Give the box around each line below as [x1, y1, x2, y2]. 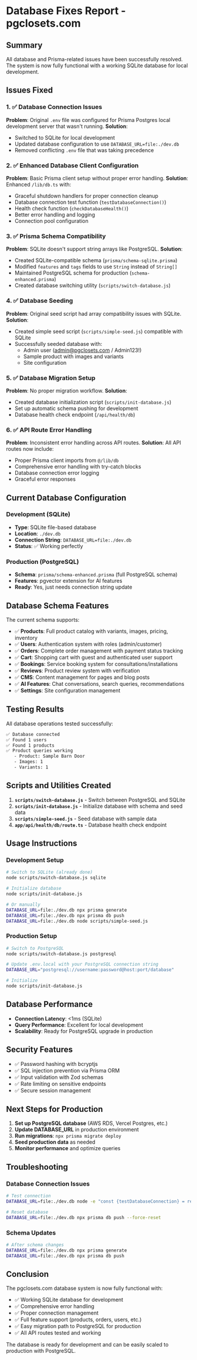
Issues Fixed [6, 85, 53, 95]
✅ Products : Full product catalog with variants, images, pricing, [14, 628, 168, 635]
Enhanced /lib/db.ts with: [6, 181, 72, 188]
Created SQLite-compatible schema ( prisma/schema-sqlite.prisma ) [14, 257, 178, 264]
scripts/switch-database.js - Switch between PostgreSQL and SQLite [14, 796, 186, 803]
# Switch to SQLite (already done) [6, 869, 93, 876]
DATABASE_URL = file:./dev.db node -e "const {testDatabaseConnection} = [6, 1198, 185, 1204]
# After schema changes [6, 1242, 64, 1247]
